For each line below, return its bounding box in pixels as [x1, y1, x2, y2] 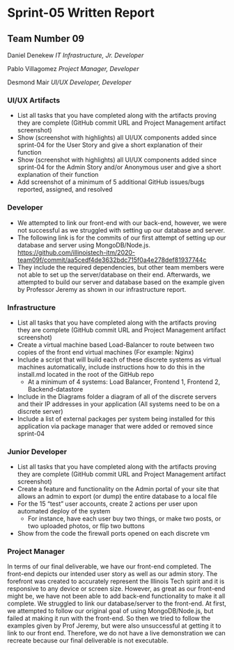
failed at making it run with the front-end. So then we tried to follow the [7, 614, 211, 623]
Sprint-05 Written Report [7, 5, 155, 21]
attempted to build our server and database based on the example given [17, 277, 225, 286]
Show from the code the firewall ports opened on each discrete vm [17, 529, 210, 538]
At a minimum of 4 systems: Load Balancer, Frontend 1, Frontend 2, [27, 378, 221, 386]
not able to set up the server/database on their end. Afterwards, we [17, 270, 211, 279]
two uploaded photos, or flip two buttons [27, 522, 145, 530]
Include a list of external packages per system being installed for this [17, 415, 216, 423]
